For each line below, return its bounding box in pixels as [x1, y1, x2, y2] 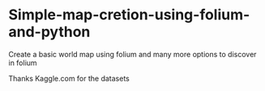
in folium [8, 58, 38, 68]
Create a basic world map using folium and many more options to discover [8, 49, 257, 59]
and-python [8, 23, 91, 41]
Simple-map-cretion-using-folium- [8, 6, 250, 24]
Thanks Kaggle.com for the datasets [8, 73, 130, 83]
